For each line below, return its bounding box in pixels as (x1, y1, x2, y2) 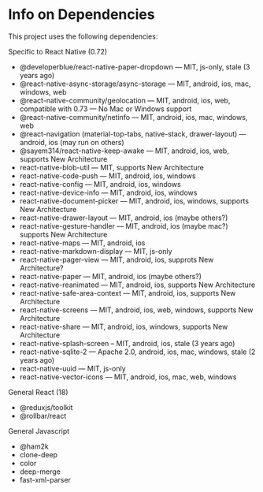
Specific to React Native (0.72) (8, 47, 108, 56)
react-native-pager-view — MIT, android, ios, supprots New (19, 255, 214, 264)
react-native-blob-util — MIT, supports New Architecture (19, 162, 205, 172)
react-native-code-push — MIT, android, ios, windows (19, 171, 196, 181)
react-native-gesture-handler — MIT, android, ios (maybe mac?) (19, 221, 228, 230)
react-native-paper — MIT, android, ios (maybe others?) (19, 271, 202, 281)
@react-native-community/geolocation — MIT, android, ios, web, (19, 95, 231, 105)
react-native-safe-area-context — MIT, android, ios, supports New (19, 288, 236, 297)
